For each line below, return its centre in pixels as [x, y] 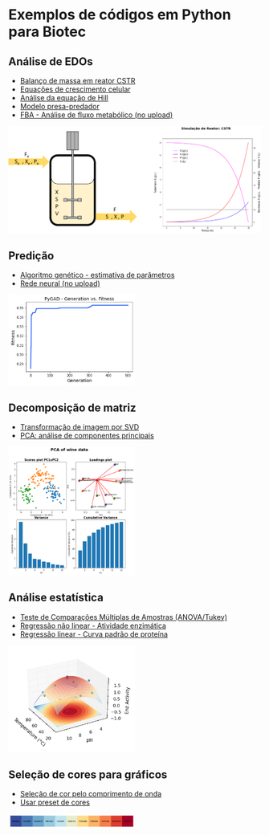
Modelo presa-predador [60, 106]
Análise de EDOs [51, 61]
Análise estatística [56, 598]
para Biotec [47, 32]
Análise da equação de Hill [64, 98]
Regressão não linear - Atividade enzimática [93, 625]
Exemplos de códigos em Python [120, 15]
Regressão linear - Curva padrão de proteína [94, 634]
